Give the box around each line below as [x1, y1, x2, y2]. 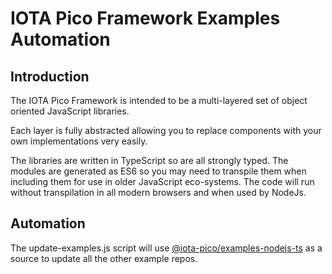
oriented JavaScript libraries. [10, 105, 130, 117]
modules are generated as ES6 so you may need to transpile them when [10, 165, 307, 177]
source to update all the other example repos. [10, 252, 198, 264]
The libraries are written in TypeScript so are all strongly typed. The [10, 155, 289, 166]
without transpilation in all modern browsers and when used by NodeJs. [10, 187, 307, 198]
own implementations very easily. [10, 135, 148, 147]
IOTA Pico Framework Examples [10, 7, 281, 30]
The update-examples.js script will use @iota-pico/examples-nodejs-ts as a [10, 242, 323, 254]
